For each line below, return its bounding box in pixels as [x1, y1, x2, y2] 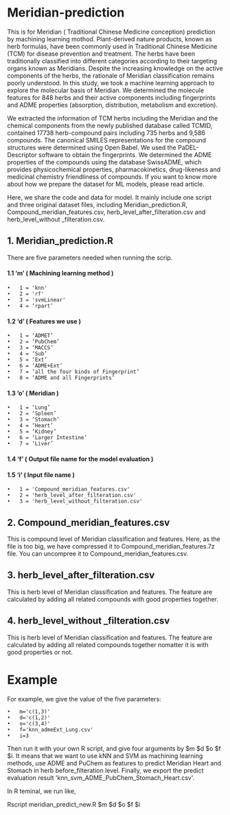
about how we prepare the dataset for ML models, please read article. [7, 180, 205, 188]
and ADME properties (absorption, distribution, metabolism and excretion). [7, 100, 218, 109]
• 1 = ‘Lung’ [7, 404, 51, 411]
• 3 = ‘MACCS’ [7, 344, 54, 352]
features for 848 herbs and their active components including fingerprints [7, 93, 216, 101]
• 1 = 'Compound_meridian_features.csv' [7, 486, 130, 493]
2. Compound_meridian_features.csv [7, 516, 170, 528]
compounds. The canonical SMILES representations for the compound [7, 136, 207, 144]
